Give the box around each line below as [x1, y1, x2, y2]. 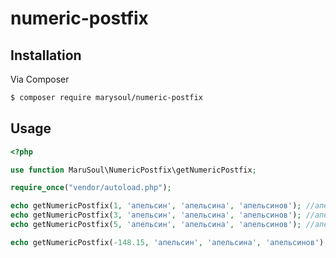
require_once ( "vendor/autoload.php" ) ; [10, 183, 172, 193]
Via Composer [10, 73, 70, 85]
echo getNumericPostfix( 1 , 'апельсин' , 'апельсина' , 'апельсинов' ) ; [10, 201, 302, 211]
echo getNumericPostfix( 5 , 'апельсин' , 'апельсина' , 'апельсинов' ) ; [10, 220, 302, 230]
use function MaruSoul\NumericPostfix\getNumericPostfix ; [10, 165, 257, 175]
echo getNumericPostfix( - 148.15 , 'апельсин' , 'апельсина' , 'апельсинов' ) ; [10, 237, 329, 247]
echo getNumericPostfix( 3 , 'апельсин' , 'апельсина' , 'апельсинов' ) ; [10, 210, 302, 221]
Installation [10, 47, 82, 64]
